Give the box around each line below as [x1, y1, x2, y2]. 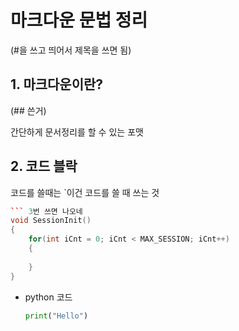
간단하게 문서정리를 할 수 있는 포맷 [10, 126, 144, 138]
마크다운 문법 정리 [10, 9, 148, 32]
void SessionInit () [10, 216, 92, 226]
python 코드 [24, 291, 73, 303]
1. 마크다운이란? [10, 76, 104, 93]
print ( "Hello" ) [24, 311, 89, 321]
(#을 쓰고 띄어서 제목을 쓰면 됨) [10, 44, 132, 56]
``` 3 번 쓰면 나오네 [10, 206, 83, 216]
